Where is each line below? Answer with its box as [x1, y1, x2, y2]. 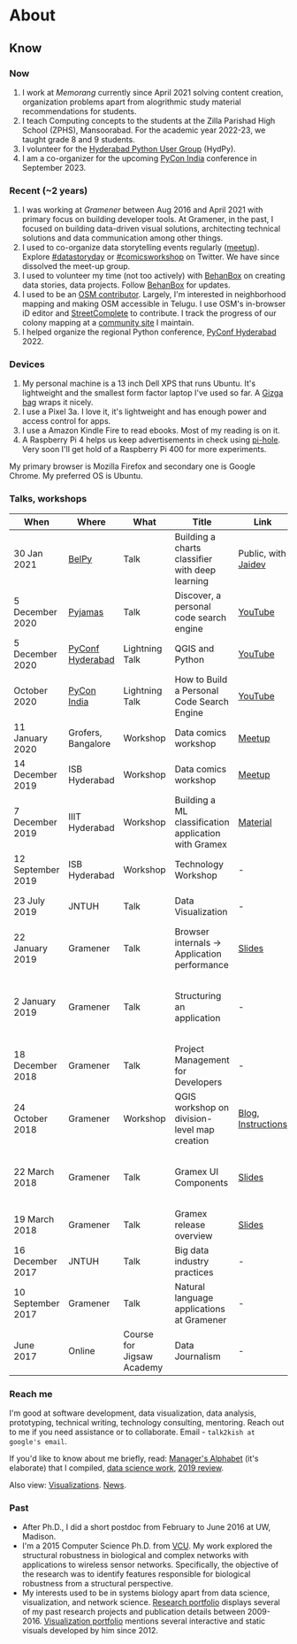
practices [174, 1266, 214, 1279]
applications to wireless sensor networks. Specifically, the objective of [21, 1559, 279, 1571]
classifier [174, 552, 213, 565]
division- [174, 1112, 213, 1125]
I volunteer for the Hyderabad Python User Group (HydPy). [21, 143, 236, 154]
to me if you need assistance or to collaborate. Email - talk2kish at [9, 1426, 255, 1438]
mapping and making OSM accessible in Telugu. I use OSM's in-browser [21, 298, 286, 310]
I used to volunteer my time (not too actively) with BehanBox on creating [21, 271, 286, 281]
